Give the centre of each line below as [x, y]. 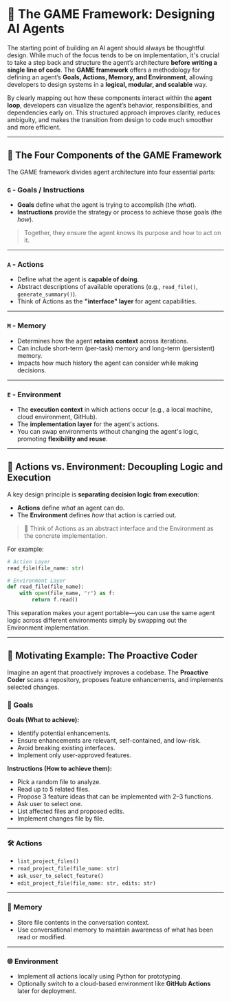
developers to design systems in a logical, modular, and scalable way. [107, 84]
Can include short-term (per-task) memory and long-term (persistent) [116, 348]
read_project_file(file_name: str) [68, 869]
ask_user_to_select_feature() [60, 876]
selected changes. [33, 687]
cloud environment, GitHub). [57, 417]
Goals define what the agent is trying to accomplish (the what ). [107, 205]
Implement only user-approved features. [74, 755]
